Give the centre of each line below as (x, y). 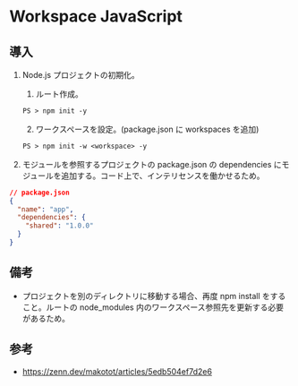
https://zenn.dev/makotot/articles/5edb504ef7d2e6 (117, 371)
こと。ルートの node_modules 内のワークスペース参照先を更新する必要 (153, 307)
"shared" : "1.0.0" (60, 226)
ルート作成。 (59, 94)
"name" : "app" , (46, 209)
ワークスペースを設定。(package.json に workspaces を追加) (147, 129)
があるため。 (46, 318)
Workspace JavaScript (96, 17)
